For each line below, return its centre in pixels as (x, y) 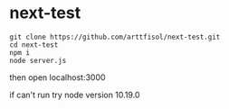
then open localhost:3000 (57, 77)
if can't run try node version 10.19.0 (75, 95)
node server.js (38, 60)
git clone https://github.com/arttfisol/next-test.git (115, 37)
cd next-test (34, 45)
